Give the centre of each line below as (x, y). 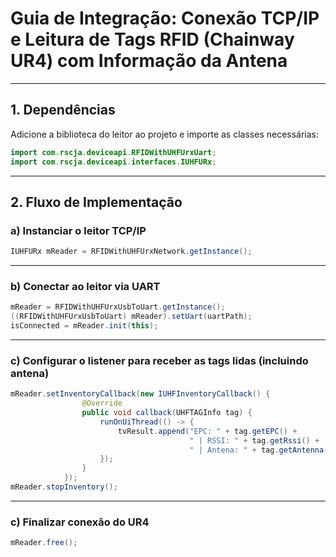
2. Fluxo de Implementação (96, 202)
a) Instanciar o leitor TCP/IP (78, 230)
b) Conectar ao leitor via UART (85, 286)
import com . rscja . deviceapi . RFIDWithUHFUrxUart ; (113, 152)
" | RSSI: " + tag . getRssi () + (254, 440)
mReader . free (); (44, 543)
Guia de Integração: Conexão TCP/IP (165, 18)
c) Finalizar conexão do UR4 (80, 522)
